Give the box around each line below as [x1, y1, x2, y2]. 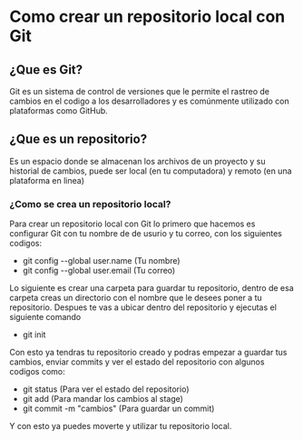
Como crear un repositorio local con [9, 6, 286, 27]
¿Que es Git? [9, 62, 83, 77]
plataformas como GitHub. [9, 105, 109, 115]
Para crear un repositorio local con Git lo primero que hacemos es [9, 218, 256, 229]
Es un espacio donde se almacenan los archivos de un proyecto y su [9, 155, 266, 166]
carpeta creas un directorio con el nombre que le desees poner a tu [9, 293, 263, 304]
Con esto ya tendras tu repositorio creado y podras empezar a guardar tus [9, 347, 288, 358]
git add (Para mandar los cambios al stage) [22, 394, 184, 405]
